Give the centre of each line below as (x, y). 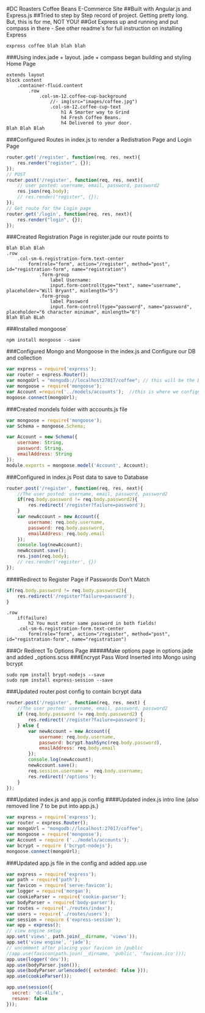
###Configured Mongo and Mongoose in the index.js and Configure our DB (101, 351)
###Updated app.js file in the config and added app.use (77, 863)
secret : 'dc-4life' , (38, 993)
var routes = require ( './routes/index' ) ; (60, 908)
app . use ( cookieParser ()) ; (39, 976)
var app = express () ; (34, 925)
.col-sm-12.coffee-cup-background (83, 96)
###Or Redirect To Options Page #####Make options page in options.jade (100, 651)
